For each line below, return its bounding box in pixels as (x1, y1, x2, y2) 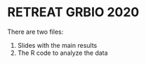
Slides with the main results (17, 41, 98, 49)
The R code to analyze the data (17, 49, 108, 57)
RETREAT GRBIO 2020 (7, 4, 140, 20)
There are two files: (7, 27, 64, 36)
